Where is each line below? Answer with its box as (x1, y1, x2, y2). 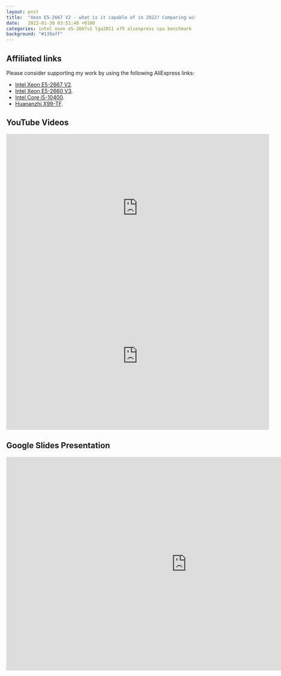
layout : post (6, 8, 39, 15)
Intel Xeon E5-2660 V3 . (14, 87, 73, 94)
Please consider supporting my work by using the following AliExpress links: (6, 69, 195, 76)
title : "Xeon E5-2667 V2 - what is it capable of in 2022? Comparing (6, 14, 187, 20)
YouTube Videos (6, 118, 69, 128)
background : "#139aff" (6, 31, 63, 37)
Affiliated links (6, 53, 62, 64)
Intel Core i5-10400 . (14, 94, 65, 101)
